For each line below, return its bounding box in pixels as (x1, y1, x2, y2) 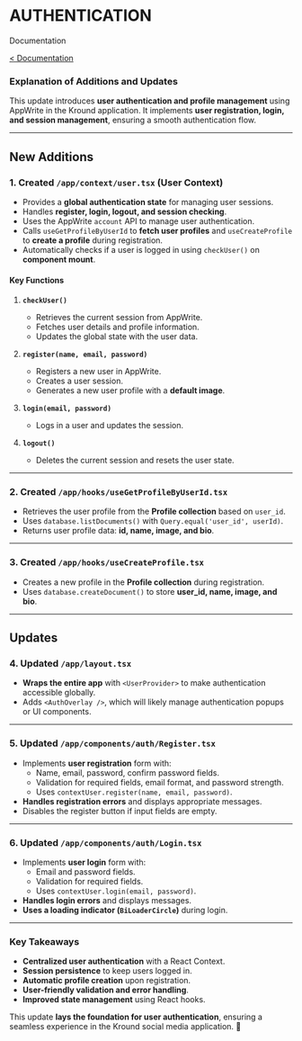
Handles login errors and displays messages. (22, 895, 191, 905)
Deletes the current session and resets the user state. (35, 455, 235, 466)
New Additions (9, 149, 94, 165)
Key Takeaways (9, 935, 80, 947)
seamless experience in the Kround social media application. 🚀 (9, 1021, 242, 1032)
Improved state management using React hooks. (22, 994, 206, 1005)
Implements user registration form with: (22, 758, 173, 768)
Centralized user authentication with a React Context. (22, 956, 226, 967)
